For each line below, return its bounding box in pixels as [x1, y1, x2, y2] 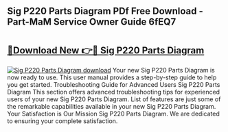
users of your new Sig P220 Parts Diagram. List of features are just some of [7, 95, 221, 103]
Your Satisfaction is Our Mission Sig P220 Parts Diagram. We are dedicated [7, 109, 220, 118]
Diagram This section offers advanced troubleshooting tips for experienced [7, 88, 220, 96]
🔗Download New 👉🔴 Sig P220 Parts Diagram [7, 44, 205, 56]
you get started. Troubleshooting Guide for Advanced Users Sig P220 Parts [7, 81, 220, 88]
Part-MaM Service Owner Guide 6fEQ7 [7, 16, 176, 28]
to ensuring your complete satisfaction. [7, 117, 118, 125]
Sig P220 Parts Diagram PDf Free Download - [7, 5, 204, 17]
